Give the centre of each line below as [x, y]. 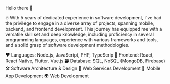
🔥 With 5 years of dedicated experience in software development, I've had [83, 18]
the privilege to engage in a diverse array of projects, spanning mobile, [80, 23]
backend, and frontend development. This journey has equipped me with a [84, 29]
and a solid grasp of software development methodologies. [67, 45]
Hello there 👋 [19, 8]
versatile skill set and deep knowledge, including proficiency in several [80, 34]
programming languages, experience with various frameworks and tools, [82, 40]
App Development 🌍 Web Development [47, 76]
